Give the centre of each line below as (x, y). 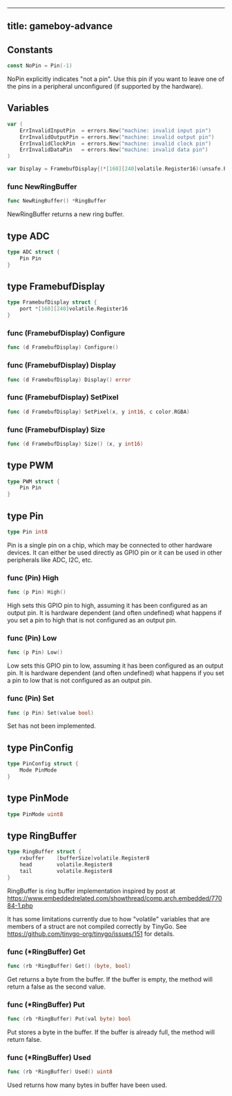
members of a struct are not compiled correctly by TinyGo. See (97, 926)
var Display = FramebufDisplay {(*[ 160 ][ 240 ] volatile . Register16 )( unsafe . (116, 169)
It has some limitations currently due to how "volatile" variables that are (109, 919)
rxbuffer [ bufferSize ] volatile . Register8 (85, 858)
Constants (30, 50)
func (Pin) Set (31, 699)
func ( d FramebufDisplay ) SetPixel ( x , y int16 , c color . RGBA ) (98, 412)
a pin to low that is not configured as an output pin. (79, 681)
